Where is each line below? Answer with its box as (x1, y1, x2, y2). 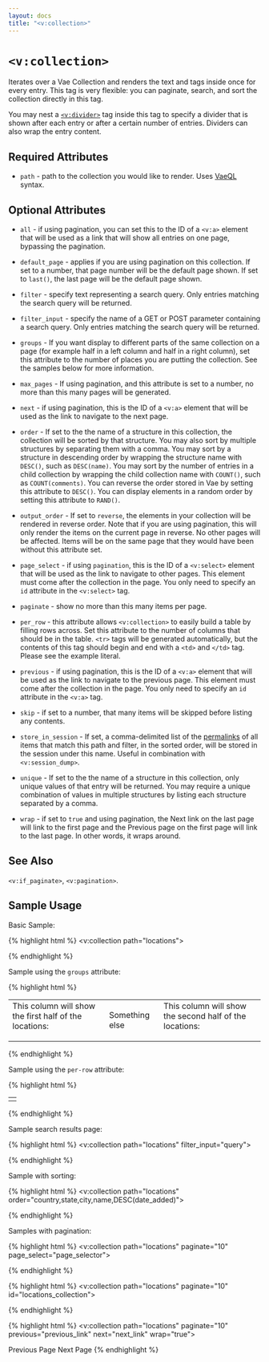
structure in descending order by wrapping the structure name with (19, 452, 243, 462)
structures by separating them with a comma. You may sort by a (19, 444, 231, 454)
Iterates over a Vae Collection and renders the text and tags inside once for (8, 77, 256, 87)
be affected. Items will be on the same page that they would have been (19, 537, 255, 546)
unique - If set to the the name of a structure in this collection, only (19, 773, 240, 783)
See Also (8, 854, 54, 868)
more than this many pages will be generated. (19, 387, 171, 397)
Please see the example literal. (19, 651, 122, 661)
